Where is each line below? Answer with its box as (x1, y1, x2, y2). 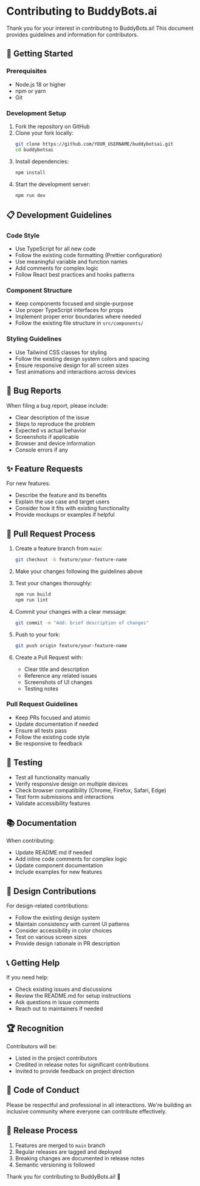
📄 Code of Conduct (6, 1085, 80, 1095)
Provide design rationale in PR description (15, 940, 120, 947)
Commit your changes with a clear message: (15, 608, 127, 615)
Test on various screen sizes (15, 934, 87, 941)
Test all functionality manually (15, 773, 90, 781)
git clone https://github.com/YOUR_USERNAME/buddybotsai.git (15, 141, 174, 147)
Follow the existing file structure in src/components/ (15, 319, 144, 327)
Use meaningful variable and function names (15, 258, 128, 266)
